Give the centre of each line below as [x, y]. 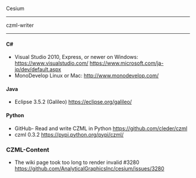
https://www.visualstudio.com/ [51, 63]
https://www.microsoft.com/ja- [127, 63]
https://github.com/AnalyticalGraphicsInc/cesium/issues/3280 [89, 168]
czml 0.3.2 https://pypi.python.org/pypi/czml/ [69, 134]
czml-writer [20, 25]
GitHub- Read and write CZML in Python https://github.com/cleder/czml [101, 128]
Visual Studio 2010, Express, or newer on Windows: [76, 57]
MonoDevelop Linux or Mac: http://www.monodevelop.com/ [87, 76]
